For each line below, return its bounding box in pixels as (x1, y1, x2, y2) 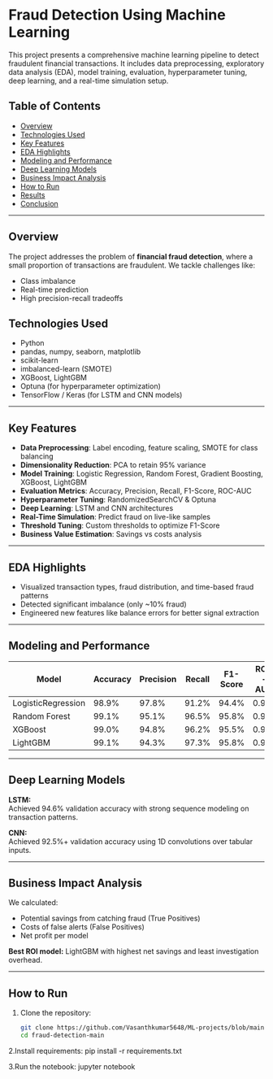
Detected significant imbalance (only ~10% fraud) (19, 599, 187, 609)
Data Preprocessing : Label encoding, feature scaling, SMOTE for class (19, 443, 258, 453)
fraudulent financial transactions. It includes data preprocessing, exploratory (8, 59, 265, 68)
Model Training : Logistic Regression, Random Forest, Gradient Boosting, (19, 469, 264, 479)
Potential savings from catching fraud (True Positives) (19, 913, 201, 924)
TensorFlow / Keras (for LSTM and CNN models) (19, 390, 183, 400)
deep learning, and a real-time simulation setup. (8, 76, 169, 85)
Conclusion (19, 198, 58, 208)
